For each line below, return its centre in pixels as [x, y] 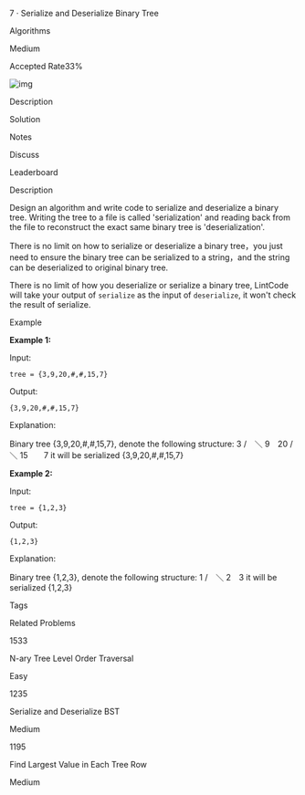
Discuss [24, 155]
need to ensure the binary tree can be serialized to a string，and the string [150, 257]
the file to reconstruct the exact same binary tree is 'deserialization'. [137, 227]
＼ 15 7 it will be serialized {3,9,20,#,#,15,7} [97, 455]
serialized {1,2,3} [41, 587]
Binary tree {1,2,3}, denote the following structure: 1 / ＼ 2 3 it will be [143, 577]
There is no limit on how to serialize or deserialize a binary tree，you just [146, 246]
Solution [25, 119]
